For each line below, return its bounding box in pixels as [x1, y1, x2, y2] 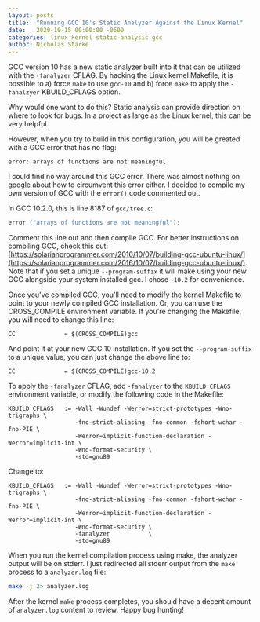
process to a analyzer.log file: [8, 567, 107, 576]
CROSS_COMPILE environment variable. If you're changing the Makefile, [8, 307, 241, 316]
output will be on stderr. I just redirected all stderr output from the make [8, 559, 236, 568]
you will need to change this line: [8, 315, 114, 324]
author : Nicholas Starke [8, 41, 89, 49]
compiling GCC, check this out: [8, 241, 108, 251]
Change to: [8, 466, 45, 476]
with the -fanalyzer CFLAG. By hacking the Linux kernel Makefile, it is [8, 71, 233, 80]
